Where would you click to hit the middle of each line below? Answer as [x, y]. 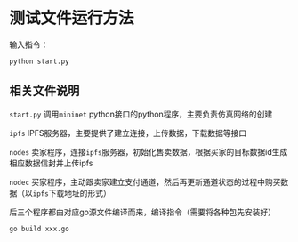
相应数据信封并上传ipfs [51, 163]
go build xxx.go [39, 229]
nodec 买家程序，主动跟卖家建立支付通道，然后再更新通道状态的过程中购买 [145, 181]
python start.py [39, 61]
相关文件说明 [44, 91]
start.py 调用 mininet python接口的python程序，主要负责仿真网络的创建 [141, 114]
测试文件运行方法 [72, 18]
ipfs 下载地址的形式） [72, 193]
